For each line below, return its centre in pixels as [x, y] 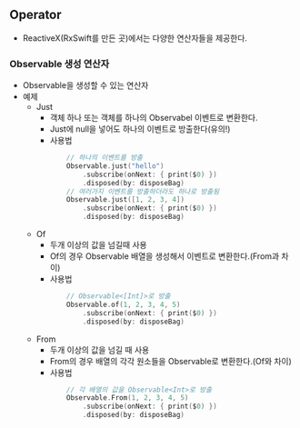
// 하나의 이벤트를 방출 [105, 158]
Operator [35, 15]
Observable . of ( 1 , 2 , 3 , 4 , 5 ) [124, 304]
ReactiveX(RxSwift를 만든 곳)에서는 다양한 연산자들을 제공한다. [135, 38]
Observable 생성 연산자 [60, 64]
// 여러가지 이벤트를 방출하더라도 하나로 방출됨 [143, 191]
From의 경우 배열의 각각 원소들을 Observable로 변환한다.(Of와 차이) [171, 361]
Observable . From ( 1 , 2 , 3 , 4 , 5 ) [128, 398]
